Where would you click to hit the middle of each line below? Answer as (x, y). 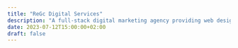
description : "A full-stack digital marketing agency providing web (110, 20)
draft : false (27, 34)
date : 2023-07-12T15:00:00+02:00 (57, 27)
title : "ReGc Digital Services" (55, 14)
